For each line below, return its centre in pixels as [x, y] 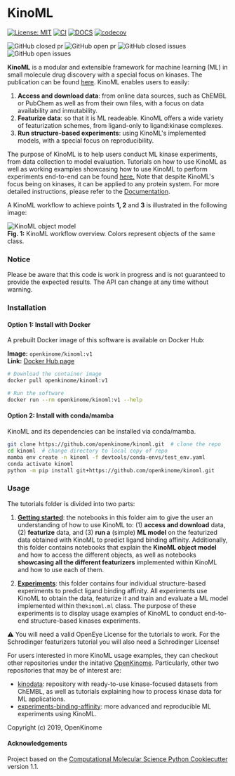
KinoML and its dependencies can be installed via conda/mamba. [102, 432]
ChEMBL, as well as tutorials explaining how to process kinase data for [120, 691]
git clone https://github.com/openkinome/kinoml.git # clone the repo [114, 444]
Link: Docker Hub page [41, 361]
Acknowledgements [38, 744]
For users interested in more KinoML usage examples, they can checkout [113, 655]
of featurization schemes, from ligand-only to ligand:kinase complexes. [120, 125]
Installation [27, 308]
